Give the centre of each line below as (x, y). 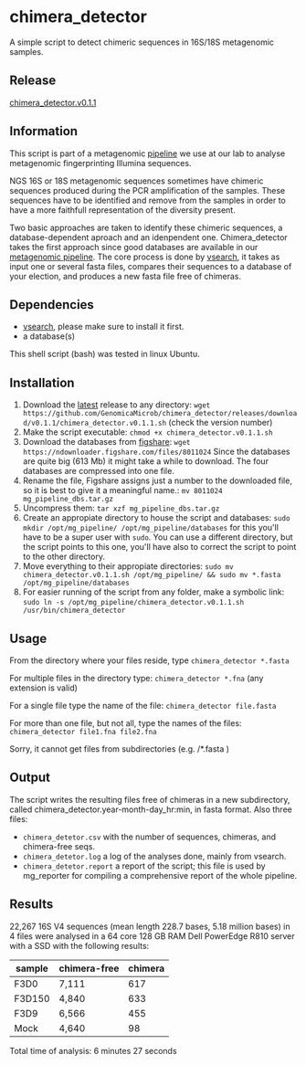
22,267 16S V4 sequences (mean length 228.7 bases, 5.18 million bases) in (150, 926)
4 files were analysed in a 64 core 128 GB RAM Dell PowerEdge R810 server (152, 936)
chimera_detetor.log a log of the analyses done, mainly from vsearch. (154, 856)
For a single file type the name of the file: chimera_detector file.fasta (143, 706)
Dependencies (52, 305)
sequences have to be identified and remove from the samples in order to (148, 200)
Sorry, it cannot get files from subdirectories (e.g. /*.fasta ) (120, 749)
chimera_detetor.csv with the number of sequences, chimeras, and (149, 837)
